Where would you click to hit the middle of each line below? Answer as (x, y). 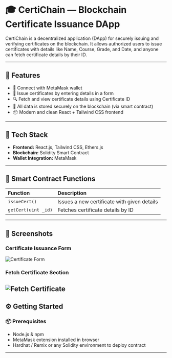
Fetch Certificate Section (37, 272)
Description (72, 193)
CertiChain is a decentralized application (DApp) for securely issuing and (82, 38)
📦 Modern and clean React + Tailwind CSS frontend (68, 112)
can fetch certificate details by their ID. (46, 55)
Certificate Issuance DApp (63, 24)
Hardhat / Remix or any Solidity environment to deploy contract (79, 345)
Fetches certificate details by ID (96, 210)
